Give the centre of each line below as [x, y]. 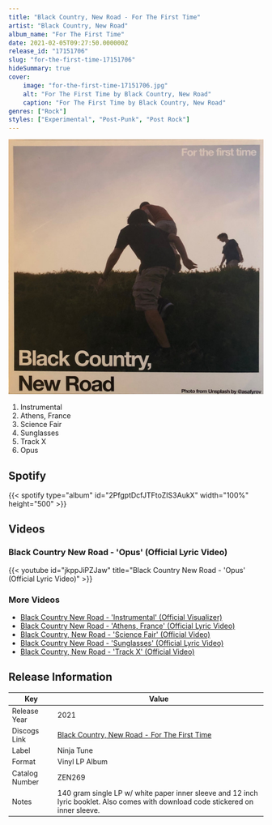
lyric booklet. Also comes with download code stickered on [155, 801]
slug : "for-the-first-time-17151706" [72, 60]
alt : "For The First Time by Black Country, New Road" [117, 94]
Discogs [25, 730]
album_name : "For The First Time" [67, 34]
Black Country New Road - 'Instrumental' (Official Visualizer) [121, 618]
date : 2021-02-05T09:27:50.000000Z [68, 43]
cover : [19, 77]
